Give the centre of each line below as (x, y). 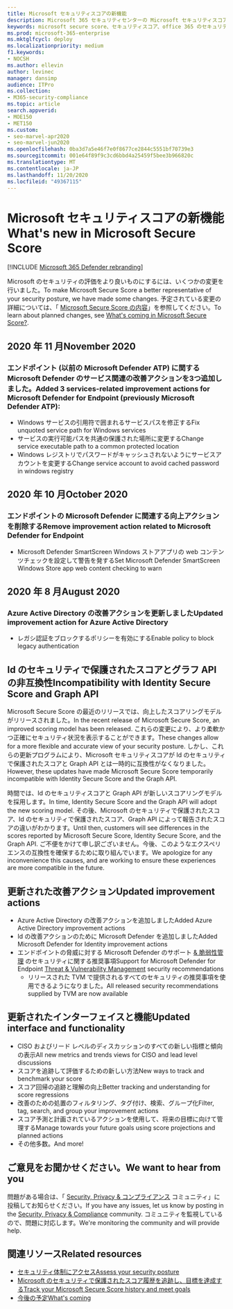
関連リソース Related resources (75, 1254)
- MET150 (20, 123)
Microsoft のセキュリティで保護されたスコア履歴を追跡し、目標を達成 (116, 1281)
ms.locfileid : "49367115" (44, 181)
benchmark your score (50, 1078)
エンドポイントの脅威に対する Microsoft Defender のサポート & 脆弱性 (117, 952)
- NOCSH (18, 59)
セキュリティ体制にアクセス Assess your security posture (98, 1272)
